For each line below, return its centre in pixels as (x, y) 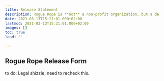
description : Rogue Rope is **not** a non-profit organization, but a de (82, 14)
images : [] (16, 28)
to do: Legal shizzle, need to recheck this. (47, 73)
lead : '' (14, 37)
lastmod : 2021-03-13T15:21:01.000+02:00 (47, 23)
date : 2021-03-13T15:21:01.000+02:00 (44, 19)
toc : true (15, 32)
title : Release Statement (31, 10)
